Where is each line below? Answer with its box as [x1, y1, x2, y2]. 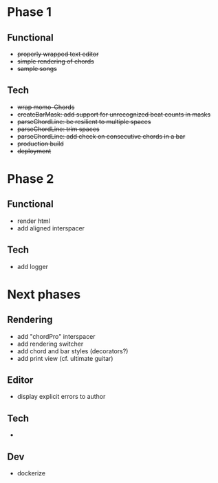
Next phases [7, 286, 81, 302]
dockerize [17, 469, 46, 477]
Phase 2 [7, 171, 54, 186]
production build [17, 139, 64, 148]
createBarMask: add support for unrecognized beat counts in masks [17, 110, 211, 118]
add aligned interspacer [17, 224, 85, 232]
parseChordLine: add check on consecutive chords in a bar [17, 132, 186, 140]
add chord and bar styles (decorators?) [17, 346, 129, 355]
